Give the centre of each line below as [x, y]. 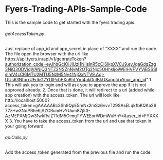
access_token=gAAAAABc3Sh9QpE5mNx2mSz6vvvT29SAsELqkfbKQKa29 [81, 106]
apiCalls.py [16, 137]
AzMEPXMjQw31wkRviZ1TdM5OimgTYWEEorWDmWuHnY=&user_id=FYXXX [82, 116]
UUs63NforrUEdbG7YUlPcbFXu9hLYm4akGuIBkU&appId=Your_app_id [76, 80]
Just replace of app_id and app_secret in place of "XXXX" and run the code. [81, 49]
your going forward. [25, 126]
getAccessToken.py [25, 34]
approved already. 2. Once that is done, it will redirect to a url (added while [80, 90]
